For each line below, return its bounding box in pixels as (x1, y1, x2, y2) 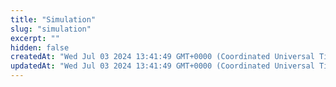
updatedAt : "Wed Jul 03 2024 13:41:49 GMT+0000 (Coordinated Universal (10, 61, 315, 71)
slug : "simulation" (10, 24, 92, 34)
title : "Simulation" (10, 14, 97, 25)
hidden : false (10, 42, 70, 53)
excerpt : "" (10, 33, 60, 43)
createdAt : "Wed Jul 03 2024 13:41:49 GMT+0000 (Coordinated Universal (10, 52, 315, 62)
